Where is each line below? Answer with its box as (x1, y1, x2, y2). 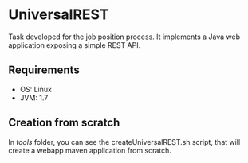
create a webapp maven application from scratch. (8, 146, 171, 155)
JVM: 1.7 (19, 93, 49, 103)
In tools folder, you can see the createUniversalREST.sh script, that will (8, 137, 241, 146)
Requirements (8, 64, 80, 77)
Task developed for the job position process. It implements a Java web (8, 32, 241, 41)
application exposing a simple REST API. (8, 40, 141, 49)
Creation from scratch (8, 116, 120, 130)
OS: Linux (19, 84, 52, 94)
